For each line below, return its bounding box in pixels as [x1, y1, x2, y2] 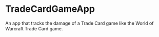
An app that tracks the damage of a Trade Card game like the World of [5, 20, 154, 26]
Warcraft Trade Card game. [5, 25, 63, 31]
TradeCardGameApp [5, 3, 95, 15]
